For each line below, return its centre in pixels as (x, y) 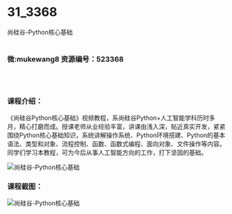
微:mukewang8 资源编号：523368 (65, 59)
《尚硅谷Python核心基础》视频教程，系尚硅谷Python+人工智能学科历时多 (111, 118)
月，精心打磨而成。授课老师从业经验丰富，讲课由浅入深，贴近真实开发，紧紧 (116, 126)
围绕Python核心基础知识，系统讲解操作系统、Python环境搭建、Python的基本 (116, 135)
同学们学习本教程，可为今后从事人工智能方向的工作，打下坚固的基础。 (107, 152)
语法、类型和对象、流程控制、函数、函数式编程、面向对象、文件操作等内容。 (116, 143)
